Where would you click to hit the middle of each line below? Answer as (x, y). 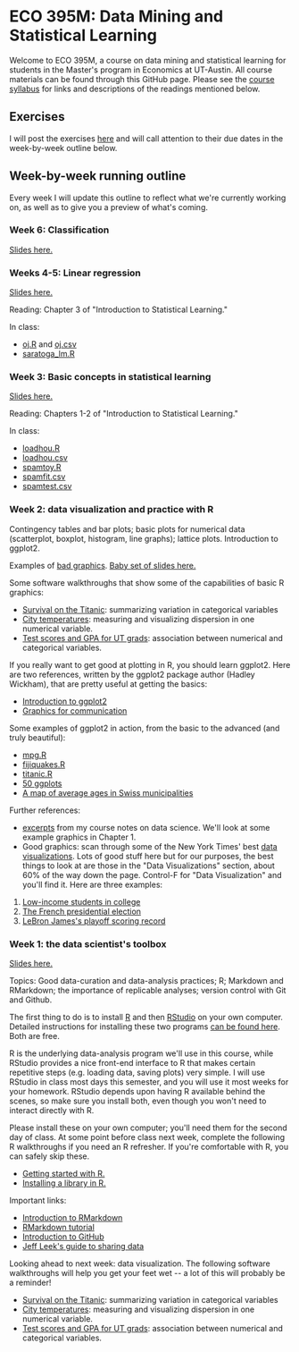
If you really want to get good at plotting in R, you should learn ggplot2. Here (150, 664)
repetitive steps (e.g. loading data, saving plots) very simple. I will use (137, 1073)
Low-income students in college (81, 901)
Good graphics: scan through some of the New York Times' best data (150, 846)
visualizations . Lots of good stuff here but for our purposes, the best (148, 856)
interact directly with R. (52, 1111)
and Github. (31, 1000)
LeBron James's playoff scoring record (94, 921)
